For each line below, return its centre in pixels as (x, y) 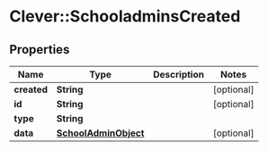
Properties (40, 50)
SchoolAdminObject (100, 133)
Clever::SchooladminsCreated (125, 17)
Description (179, 75)
